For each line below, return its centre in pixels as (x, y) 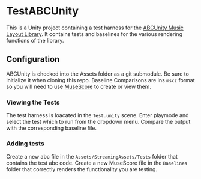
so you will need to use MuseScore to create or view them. (79, 86)
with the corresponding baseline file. (52, 128)
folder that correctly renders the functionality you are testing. (82, 169)
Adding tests (25, 144)
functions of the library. (35, 40)
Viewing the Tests (33, 102)
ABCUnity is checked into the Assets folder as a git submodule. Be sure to (97, 74)
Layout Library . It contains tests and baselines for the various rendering (94, 34)
